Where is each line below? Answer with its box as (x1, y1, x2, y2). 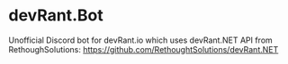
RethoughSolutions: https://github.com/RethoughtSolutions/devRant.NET (8, 44, 279, 54)
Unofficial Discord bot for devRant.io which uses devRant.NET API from (8, 35, 274, 45)
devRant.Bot (8, 5, 104, 26)
